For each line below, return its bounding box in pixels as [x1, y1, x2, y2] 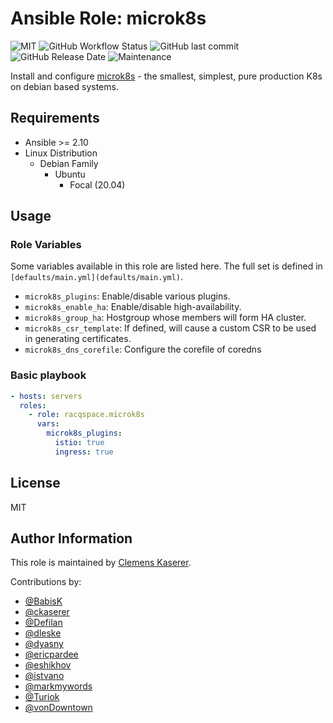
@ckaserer [24, 606, 70, 618]
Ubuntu [54, 168, 86, 180]
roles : [19, 400, 47, 411]
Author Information [10, 530, 133, 547]
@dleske [24, 627, 62, 639]
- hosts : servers [10, 391, 83, 401]
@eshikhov [24, 659, 72, 671]
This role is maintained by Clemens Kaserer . [10, 557, 192, 569]
